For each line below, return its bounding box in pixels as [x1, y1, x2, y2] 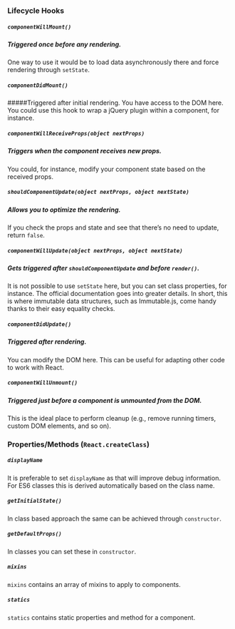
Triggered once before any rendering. [7, 40, 122, 48]
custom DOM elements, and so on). [7, 421, 112, 430]
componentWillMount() [7, 24, 72, 31]
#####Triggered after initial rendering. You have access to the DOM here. [7, 98, 224, 107]
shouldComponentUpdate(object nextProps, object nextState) [7, 188, 190, 196]
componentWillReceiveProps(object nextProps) [7, 130, 145, 137]
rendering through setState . [7, 66, 90, 74]
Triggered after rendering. [7, 337, 87, 346]
